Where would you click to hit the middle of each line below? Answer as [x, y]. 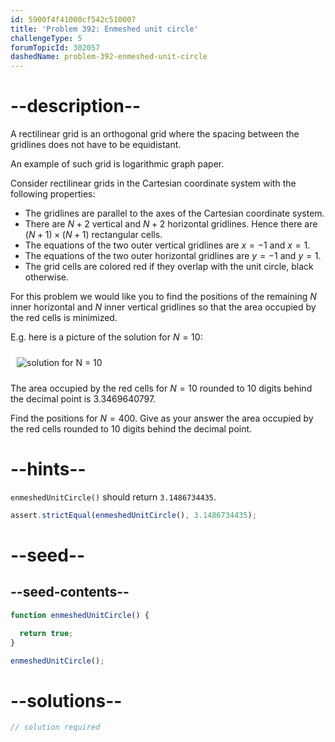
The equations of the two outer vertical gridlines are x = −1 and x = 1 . [167, 245]
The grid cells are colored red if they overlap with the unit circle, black [169, 267]
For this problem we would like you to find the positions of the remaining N [163, 297]
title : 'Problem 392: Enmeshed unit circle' [104, 29]
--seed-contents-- [70, 592]
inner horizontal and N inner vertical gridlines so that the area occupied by [163, 307]
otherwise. [47, 277]
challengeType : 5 [46, 38]
